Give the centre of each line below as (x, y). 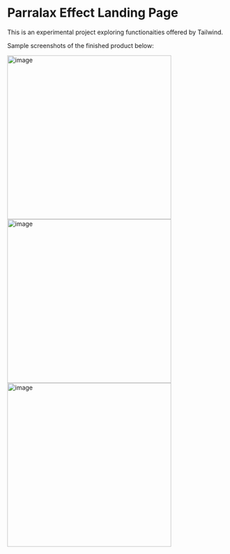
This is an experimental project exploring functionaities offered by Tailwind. (115, 32)
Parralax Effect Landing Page (93, 13)
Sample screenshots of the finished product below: (81, 45)
